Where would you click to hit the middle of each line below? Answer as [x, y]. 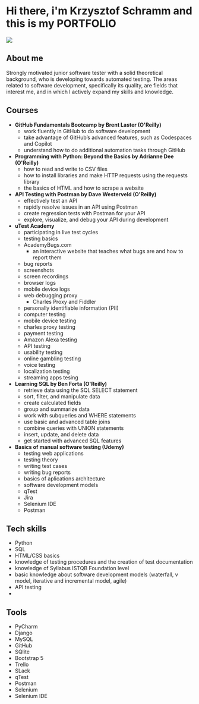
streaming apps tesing [51, 377]
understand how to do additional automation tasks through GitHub [105, 150]
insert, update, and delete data [61, 434]
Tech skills [26, 528]
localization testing [47, 371]
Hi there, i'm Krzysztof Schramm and [99, 11]
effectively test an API [50, 200]
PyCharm [26, 627]
